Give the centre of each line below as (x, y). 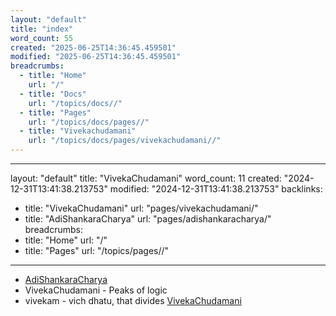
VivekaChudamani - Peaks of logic (96, 290)
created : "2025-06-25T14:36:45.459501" (93, 47)
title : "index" (42, 29)
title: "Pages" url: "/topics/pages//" (97, 250)
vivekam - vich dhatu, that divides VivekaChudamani (133, 300)
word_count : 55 (42, 38)
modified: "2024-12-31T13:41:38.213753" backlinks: (216, 189)
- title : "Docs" (53, 94)
